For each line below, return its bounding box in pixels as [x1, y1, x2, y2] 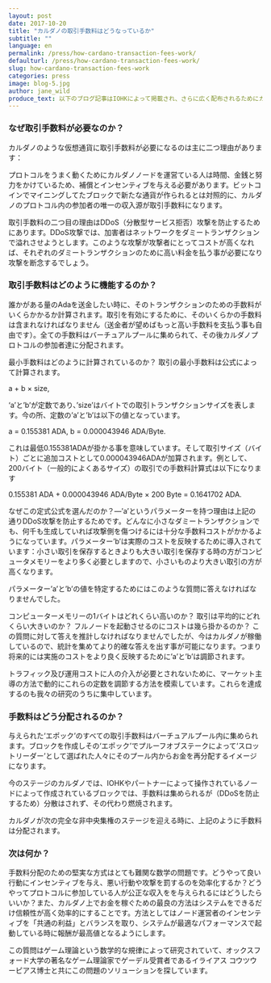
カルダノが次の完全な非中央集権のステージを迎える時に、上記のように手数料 [8, 816, 262, 825]
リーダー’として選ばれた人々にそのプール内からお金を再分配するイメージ [15, 751, 257, 761]
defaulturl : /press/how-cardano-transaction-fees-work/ [8, 57, 200, 65]
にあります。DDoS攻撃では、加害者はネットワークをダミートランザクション [8, 227, 261, 237]
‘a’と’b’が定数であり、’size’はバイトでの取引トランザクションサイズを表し [8, 400, 248, 410]
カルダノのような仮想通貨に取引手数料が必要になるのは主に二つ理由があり [8, 142, 256, 152]
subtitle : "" [8, 34, 52, 43]
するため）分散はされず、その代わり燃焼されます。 [8, 799, 177, 809]
